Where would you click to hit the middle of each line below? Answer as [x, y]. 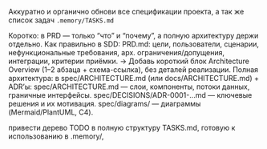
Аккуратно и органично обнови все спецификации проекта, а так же [126, 12]
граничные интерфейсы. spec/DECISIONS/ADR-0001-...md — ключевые [130, 95]
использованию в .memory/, [56, 136]
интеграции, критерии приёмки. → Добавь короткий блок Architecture [129, 61]
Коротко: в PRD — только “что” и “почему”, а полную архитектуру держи [133, 36]
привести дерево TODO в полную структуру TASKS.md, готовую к [122, 128]
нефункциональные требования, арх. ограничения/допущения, [117, 52]
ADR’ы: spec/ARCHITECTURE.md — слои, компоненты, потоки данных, [129, 87]
